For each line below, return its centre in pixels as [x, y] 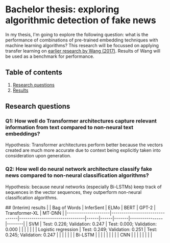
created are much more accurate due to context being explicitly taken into [83, 150]
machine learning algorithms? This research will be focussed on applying [82, 45]
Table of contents [34, 73]
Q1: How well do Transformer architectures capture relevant [81, 121]
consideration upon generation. [38, 156]
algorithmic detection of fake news [81, 20]
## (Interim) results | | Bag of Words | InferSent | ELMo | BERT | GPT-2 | [80, 207]
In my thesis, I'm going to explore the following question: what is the [77, 34]
